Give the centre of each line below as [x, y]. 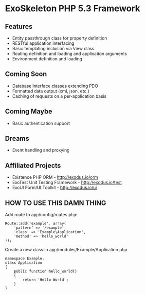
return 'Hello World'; [45, 280]
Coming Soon [26, 74]
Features [19, 27]
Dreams [17, 138]
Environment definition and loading [47, 59]
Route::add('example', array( [36, 224]
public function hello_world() [45, 271]
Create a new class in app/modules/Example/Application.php [66, 250]
